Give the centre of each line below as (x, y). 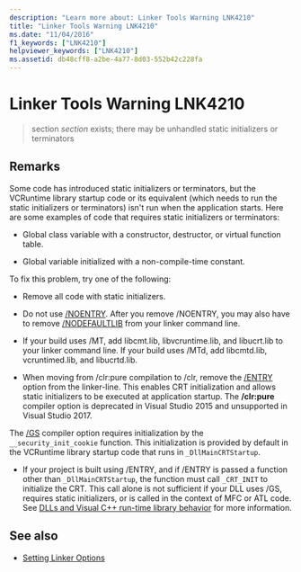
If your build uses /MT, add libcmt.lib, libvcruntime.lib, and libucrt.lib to (152, 340)
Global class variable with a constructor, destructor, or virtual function (151, 234)
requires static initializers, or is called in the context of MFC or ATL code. (157, 498)
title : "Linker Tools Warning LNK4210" (84, 26)
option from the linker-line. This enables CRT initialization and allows (149, 387)
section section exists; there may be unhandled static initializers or (155, 129)
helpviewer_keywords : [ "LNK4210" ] (74, 51)
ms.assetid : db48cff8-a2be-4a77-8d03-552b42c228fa (106, 59)
